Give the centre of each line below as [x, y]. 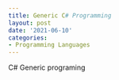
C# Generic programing [47, 67]
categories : [28, 38]
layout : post [30, 23]
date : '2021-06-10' [40, 30]
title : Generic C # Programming [60, 15]
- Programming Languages [49, 45]
